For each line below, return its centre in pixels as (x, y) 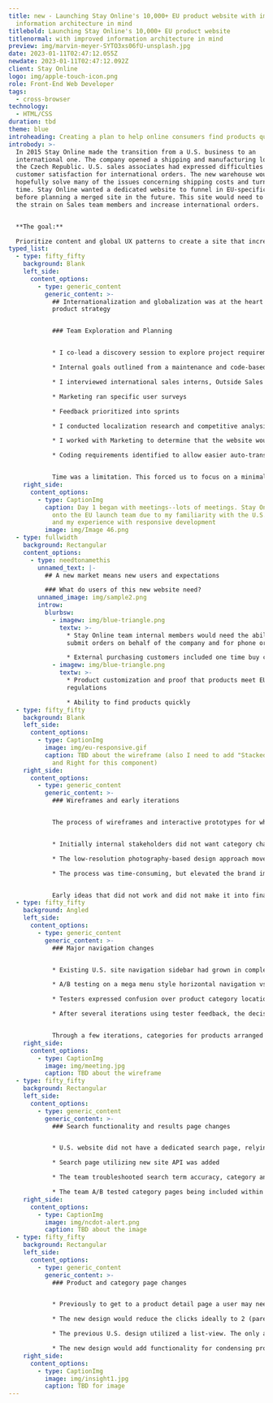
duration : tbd (32, 122)
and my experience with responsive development (134, 522)
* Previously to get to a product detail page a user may (152, 1305)
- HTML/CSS (34, 115)
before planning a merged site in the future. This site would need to (140, 197)
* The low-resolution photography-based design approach (150, 859)
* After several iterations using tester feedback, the (148, 1014)
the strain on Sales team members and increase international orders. (138, 205)
